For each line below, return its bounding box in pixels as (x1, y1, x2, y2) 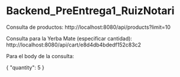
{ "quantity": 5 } (6, 63, 44, 71)
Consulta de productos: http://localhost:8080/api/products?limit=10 (6, 24, 171, 31)
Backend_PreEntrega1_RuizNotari (6, 4, 175, 18)
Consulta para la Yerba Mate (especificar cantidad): (6, 35, 132, 42)
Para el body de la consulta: (6, 52, 75, 59)
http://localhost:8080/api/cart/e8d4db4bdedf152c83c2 (6, 41, 142, 48)
